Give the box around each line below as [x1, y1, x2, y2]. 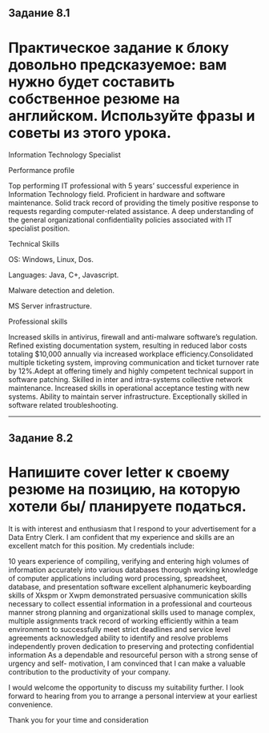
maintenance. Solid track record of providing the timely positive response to [8, 198, 259, 207]
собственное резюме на [8, 90, 180, 107]
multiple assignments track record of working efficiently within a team [8, 616, 239, 626]
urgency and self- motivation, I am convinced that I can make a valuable [8, 658, 246, 668]
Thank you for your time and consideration [8, 715, 150, 724]
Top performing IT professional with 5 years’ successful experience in [8, 181, 239, 191]
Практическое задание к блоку [8, 38, 230, 57]
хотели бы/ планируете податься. [8, 497, 247, 515]
